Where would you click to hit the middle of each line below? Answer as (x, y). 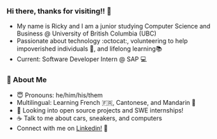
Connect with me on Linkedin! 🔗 (62, 128)
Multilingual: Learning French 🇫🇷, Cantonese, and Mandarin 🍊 (106, 102)
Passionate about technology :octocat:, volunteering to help (102, 41)
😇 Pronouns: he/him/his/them (60, 95)
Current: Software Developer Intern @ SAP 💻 (82, 59)
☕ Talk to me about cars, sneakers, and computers (89, 118)
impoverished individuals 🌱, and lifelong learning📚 (89, 49)
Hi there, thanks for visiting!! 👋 (59, 11)
